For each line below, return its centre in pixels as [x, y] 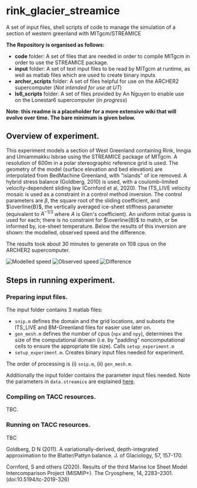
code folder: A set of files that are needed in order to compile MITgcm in [102, 56]
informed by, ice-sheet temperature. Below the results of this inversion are [96, 226]
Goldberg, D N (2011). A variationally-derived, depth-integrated [82, 449]
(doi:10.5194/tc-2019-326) [38, 479]
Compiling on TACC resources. [51, 397]
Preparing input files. [37, 297]
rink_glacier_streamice [63, 11]
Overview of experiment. [53, 136]
